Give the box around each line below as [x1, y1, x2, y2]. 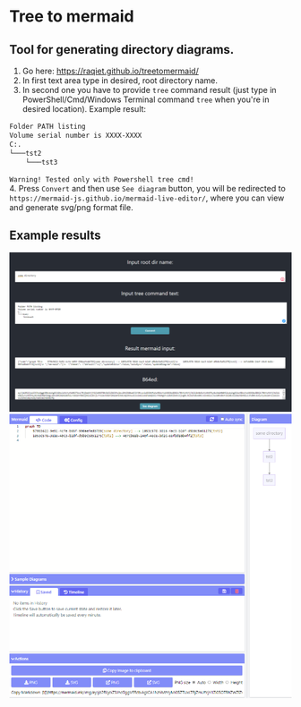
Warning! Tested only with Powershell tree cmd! [9, 175, 194, 184]
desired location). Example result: [21, 104, 146, 114]
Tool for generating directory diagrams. [9, 42, 235, 57]
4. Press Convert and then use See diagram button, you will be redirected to [9, 183, 287, 193]
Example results [9, 228, 101, 243]
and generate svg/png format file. [9, 202, 133, 212]
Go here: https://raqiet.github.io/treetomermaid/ [21, 65, 199, 76]
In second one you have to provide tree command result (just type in [21, 85, 277, 95]
